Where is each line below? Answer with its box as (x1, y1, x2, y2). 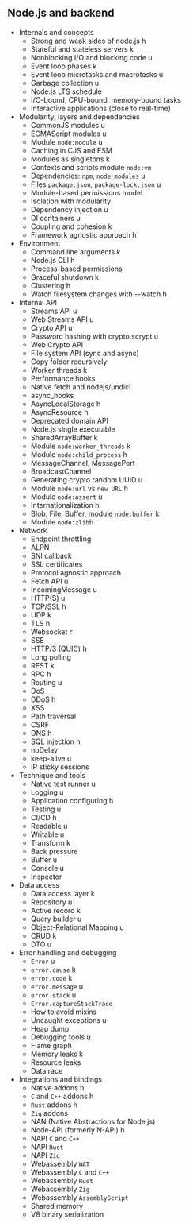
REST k (30, 660, 55, 670)
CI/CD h (30, 812, 57, 822)
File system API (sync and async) (30, 348, 140, 358)
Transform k (30, 838, 71, 847)
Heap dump (30, 1024, 70, 1033)
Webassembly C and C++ (30, 1167, 110, 1177)
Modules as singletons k (30, 154, 110, 164)
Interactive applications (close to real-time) (30, 103, 172, 113)
